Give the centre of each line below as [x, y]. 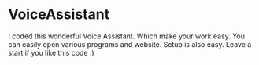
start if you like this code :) [51, 52]
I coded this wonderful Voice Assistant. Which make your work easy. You [127, 36]
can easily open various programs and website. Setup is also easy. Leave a [130, 44]
